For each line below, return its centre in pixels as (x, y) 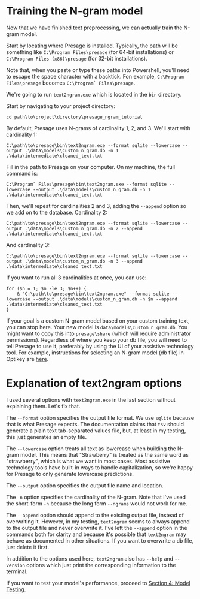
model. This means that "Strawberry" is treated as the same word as (104, 454)
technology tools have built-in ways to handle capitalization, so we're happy (99, 467)
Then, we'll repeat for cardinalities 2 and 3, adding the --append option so (96, 206)
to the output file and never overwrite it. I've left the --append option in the (97, 528)
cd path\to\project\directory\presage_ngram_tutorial (75, 117)
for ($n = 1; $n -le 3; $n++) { (46, 288)
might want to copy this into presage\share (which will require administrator (99, 333)
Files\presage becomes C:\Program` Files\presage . (71, 83)
